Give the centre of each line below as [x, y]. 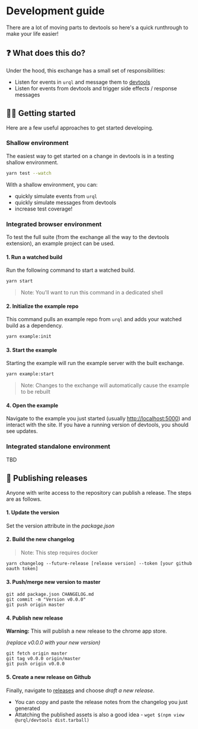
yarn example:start [30, 374]
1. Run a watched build [34, 257]
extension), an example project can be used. [60, 243]
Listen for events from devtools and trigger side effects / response [96, 88]
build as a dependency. [35, 326]
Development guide [55, 11]
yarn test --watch [29, 173]
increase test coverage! [44, 209]
